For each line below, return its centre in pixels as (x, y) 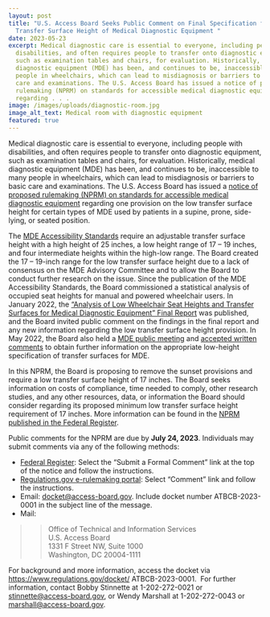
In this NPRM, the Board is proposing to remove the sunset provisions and (131, 371)
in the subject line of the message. (95, 504)
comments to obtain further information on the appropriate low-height (124, 347)
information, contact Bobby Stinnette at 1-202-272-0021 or (106, 587)
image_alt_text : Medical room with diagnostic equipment (106, 113)
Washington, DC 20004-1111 (94, 554)
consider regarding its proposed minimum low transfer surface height (123, 405)
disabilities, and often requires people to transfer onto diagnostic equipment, (135, 152)
